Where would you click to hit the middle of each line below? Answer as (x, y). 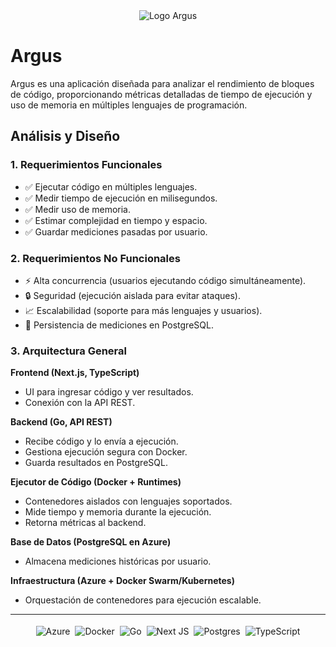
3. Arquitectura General (68, 351)
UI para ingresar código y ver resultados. (109, 392)
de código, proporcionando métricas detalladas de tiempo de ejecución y (161, 94)
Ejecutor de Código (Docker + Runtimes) (96, 482)
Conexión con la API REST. (80, 403)
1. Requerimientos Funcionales (86, 165)
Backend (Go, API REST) (61, 422)
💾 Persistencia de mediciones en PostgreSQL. (119, 325)
